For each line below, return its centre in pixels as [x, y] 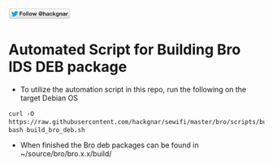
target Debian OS [49, 98]
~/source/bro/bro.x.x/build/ [66, 153]
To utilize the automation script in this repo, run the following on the [133, 89]
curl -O [22, 113]
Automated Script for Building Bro [125, 50]
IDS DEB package [68, 67]
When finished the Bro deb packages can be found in [109, 145]
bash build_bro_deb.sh [47, 130]
